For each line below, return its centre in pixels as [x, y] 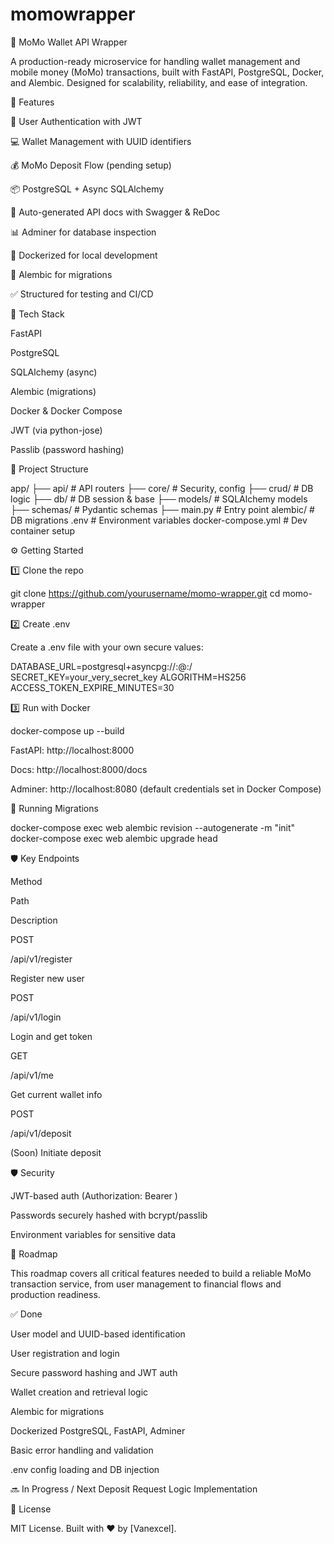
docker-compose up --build [67, 730]
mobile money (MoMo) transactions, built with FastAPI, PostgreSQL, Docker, [167, 72]
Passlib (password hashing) [67, 449]
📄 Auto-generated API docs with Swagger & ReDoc [115, 212]
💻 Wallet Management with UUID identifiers [101, 141]
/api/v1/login [36, 1017]
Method [26, 881]
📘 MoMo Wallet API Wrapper [69, 42]
